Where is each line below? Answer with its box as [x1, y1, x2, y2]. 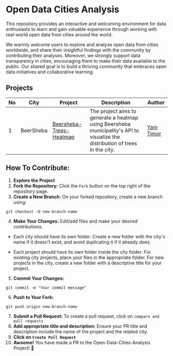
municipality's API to [89, 127, 139, 134]
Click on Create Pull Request [13, 334, 76, 340]
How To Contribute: [6, 163, 70, 173]
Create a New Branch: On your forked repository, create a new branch [13, 194, 163, 200]
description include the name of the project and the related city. [13, 328, 148, 334]
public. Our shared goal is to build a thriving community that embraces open [6, 63, 167, 69]
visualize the [89, 133, 120, 140]
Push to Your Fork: [13, 294, 54, 300]
